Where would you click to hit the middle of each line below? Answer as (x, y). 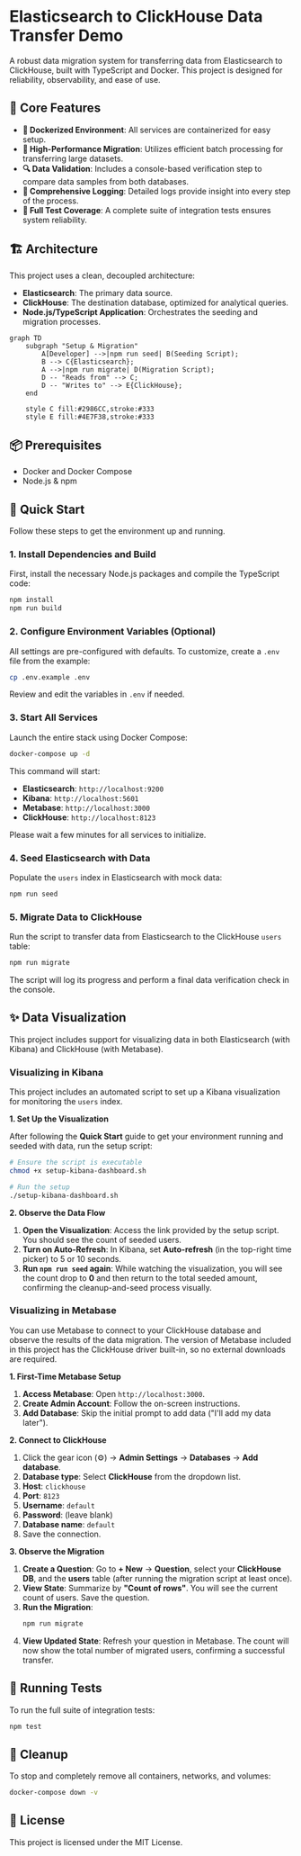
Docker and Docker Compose (77, 472)
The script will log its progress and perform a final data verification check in (150, 979)
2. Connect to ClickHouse (58, 1440)
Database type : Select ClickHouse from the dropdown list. (131, 1476)
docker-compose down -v (54, 1793)
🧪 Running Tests (56, 1688)
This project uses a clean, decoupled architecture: (102, 275)
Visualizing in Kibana (57, 1072)
